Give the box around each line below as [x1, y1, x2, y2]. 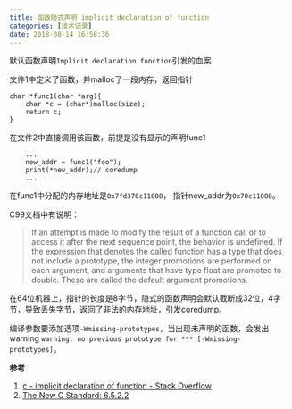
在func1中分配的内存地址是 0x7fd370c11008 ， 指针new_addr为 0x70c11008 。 [9, 190, 281, 201]
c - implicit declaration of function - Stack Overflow [21, 380, 213, 391]
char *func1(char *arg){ [9, 92, 102, 101]
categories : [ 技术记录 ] [9, 21, 92, 30]
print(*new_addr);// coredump [25, 166, 138, 175]
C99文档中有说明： [9, 209, 80, 220]
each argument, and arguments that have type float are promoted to [30, 265, 282, 276]
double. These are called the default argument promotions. [30, 274, 248, 286]
